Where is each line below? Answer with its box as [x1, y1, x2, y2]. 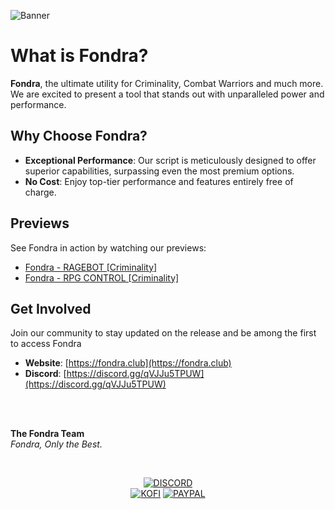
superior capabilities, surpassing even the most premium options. [24, 165, 295, 177]
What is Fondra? [10, 45, 149, 67]
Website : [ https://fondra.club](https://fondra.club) [24, 357, 232, 369]
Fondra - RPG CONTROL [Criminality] [24, 271, 180, 284]
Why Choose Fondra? [10, 128, 148, 145]
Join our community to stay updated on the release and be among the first [10, 327, 317, 339]
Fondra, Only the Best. [10, 438, 103, 450]
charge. [24, 186, 57, 198]
